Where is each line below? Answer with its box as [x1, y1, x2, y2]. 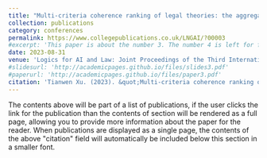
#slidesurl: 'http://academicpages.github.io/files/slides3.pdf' [8, 64, 229, 71]
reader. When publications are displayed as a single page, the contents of [8, 125, 250, 135]
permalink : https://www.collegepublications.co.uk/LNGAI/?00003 [8, 33, 226, 42]
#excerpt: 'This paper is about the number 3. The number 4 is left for [8, 41, 254, 49]
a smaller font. [8, 142, 56, 152]
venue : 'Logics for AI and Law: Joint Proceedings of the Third [8, 56, 226, 64]
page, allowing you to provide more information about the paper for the [8, 117, 241, 126]
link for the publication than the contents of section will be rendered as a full [8, 108, 257, 118]
